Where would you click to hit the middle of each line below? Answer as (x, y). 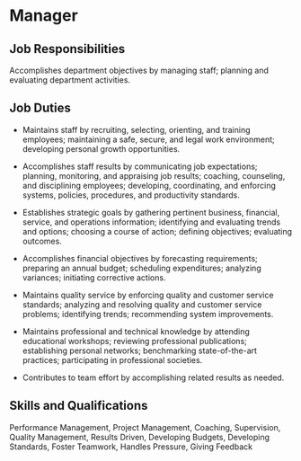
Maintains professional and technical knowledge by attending (136, 331)
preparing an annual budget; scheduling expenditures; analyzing (142, 268)
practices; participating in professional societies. (112, 359)
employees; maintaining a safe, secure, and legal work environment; (149, 139)
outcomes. (42, 241)
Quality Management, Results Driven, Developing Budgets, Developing (140, 437)
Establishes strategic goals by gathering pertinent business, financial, (151, 212)
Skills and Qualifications (79, 406)
